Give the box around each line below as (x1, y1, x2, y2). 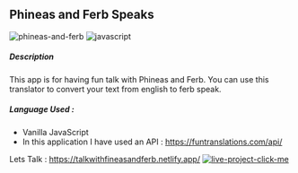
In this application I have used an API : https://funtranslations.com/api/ (22, 136, 283, 147)
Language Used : (9, 104, 74, 115)
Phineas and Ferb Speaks (9, 7, 154, 22)
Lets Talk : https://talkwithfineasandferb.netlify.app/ (9, 153, 200, 164)
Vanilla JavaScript (22, 126, 90, 137)
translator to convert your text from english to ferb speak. (9, 83, 222, 94)
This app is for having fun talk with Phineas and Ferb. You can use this (9, 74, 269, 84)
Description (9, 51, 55, 62)
